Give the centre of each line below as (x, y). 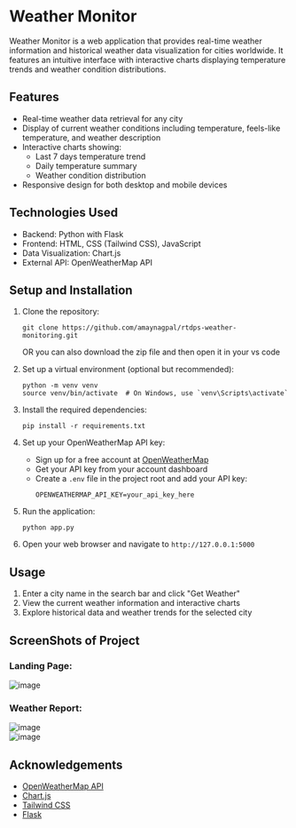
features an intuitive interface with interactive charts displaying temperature (148, 60)
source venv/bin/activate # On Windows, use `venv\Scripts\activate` (155, 394)
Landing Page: (41, 665)
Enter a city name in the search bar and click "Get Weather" (131, 593)
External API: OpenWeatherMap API (87, 262)
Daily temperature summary (86, 165)
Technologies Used (63, 213)
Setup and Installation (71, 290)
